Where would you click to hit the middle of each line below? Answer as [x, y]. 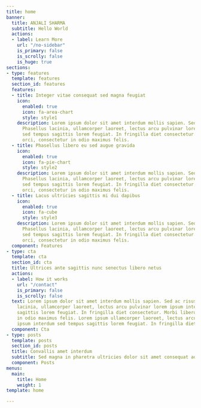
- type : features [28, 73]
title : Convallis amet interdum [52, 352]
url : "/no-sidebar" [41, 46]
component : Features [37, 246]
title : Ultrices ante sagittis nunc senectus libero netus [87, 268]
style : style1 [40, 117]
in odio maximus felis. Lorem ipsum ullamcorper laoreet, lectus [100, 318]
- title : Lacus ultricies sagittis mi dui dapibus [76, 195]
